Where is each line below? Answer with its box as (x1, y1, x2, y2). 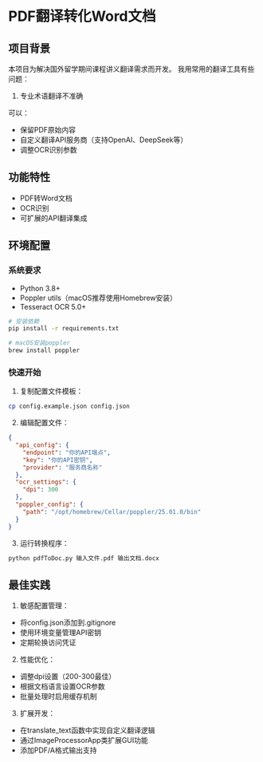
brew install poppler (8, 346, 80, 355)
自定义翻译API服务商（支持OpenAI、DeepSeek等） (19, 135, 188, 144)
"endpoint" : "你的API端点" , (22, 448, 112, 456)
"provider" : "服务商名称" (22, 464, 103, 472)
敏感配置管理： (19, 601, 69, 610)
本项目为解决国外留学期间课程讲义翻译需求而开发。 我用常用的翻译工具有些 (8, 65, 255, 73)
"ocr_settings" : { (15, 478, 77, 487)
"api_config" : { (15, 441, 69, 449)
